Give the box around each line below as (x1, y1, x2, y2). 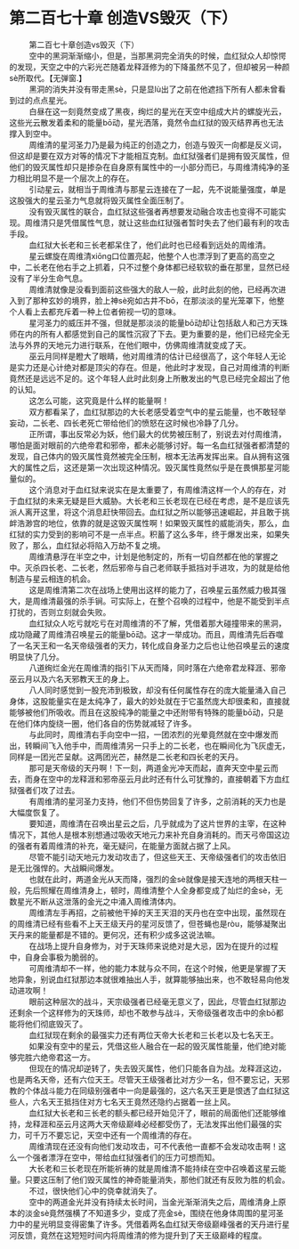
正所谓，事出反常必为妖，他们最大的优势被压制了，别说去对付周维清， (28, 428, 287, 439)
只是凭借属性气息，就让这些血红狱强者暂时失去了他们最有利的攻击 (47, 217, 290, 228)
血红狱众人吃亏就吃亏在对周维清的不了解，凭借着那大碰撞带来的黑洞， (28, 618, 287, 629)
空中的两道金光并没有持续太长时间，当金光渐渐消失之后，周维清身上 (28, 1196, 279, 1207)
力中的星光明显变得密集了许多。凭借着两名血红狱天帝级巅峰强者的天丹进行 (9, 1219, 282, 1229)
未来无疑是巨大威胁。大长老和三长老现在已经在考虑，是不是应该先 (47, 495, 290, 506)
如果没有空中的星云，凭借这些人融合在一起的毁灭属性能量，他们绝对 (28, 1041, 279, 1051)
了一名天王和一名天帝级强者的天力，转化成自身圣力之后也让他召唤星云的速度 (9, 640, 290, 651)
